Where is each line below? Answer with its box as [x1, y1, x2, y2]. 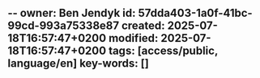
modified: [108, 31, 159, 45]
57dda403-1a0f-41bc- [138, 6, 253, 20]
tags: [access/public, [108, 44, 219, 58]
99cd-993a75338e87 [7, 19, 119, 33]
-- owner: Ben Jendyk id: [7, 6, 136, 20]
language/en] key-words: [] [7, 56, 149, 71]
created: [121, 19, 165, 33]
